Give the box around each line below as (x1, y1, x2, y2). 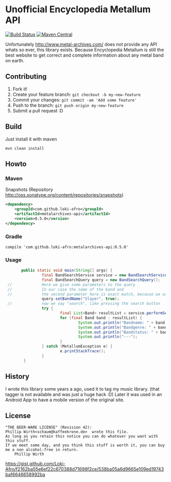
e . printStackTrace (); (60, 349, 106, 354)
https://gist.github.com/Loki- (5, 461, 66, 467)
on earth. (5, 57, 24, 63)
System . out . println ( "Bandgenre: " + (78, 325, 156, 330)
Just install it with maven (5, 136, 57, 142)
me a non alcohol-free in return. (5, 447, 79, 452)
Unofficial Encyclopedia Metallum (5, 4, 151, 15)
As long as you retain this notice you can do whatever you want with (5, 434, 158, 439)
